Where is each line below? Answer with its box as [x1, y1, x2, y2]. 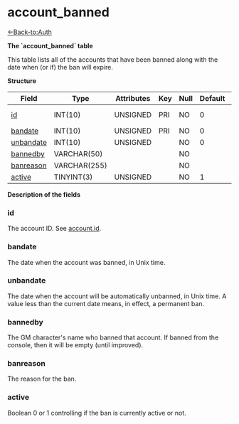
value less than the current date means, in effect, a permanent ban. [7, 299, 205, 308]
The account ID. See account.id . [7, 224, 102, 233]
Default [199, 93, 225, 103]
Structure [7, 76, 37, 85]
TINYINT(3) [53, 172, 93, 182]
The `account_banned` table [7, 41, 94, 50]
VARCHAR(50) [53, 148, 103, 158]
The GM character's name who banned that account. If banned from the [7, 333, 219, 342]
